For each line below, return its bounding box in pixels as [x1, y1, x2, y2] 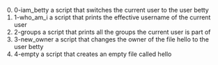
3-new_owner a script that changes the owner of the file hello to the [13, 35, 210, 44]
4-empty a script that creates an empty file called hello [13, 50, 172, 58]
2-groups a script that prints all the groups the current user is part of [13, 28, 211, 36]
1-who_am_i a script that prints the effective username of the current [13, 13, 211, 21]
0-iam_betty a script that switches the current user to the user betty [13, 6, 209, 14]
